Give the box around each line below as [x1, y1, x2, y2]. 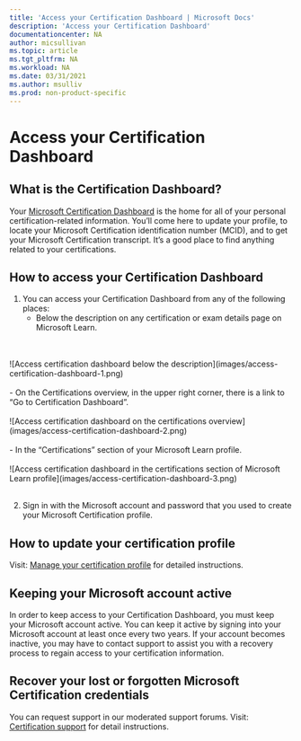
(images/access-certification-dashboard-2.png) [9, 426, 188, 437]
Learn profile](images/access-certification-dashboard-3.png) [9, 473, 238, 484]
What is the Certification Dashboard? [9, 181, 222, 198]
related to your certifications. [9, 243, 117, 254]
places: [22, 303, 50, 314]
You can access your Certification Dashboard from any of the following [22, 294, 286, 304]
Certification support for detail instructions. [9, 720, 169, 732]
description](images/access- [170, 358, 279, 369]
